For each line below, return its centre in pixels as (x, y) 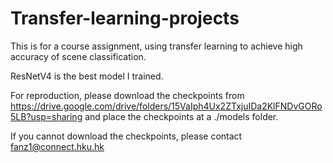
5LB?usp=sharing (46, 116)
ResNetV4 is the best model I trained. (87, 76)
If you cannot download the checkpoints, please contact (126, 136)
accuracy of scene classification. (78, 56)
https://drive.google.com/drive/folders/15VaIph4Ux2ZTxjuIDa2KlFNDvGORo (166, 106)
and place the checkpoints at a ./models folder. (181, 116)
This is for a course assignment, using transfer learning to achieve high (156, 46)
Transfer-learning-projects (125, 18)
